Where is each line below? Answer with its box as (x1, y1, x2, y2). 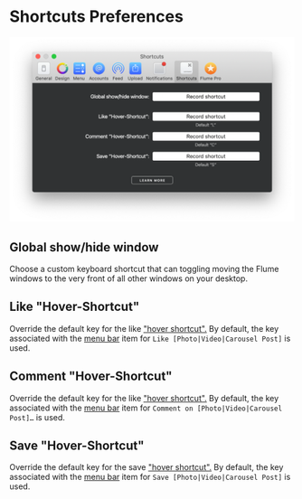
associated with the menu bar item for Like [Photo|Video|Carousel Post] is (9, 333, 291, 344)
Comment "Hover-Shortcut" (9, 369, 173, 384)
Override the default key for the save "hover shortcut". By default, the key (9, 462, 284, 473)
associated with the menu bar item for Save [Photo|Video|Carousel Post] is (9, 472, 291, 483)
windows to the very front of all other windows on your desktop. (9, 273, 249, 284)
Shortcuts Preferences (9, 6, 184, 27)
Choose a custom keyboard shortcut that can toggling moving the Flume (9, 264, 279, 275)
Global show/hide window (9, 240, 159, 255)
